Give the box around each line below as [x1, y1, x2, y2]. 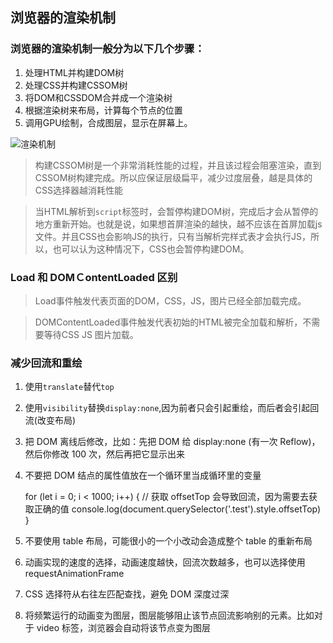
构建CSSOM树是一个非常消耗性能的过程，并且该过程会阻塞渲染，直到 [34, 159, 322, 171]
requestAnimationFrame [24, 568, 125, 580]
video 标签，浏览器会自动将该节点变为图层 [36, 622, 212, 634]
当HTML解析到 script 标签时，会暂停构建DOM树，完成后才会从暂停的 [34, 205, 319, 217]
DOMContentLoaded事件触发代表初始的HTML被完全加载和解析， [34, 316, 303, 328]
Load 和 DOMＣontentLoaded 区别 [10, 270, 178, 284]
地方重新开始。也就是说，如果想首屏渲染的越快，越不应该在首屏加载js [34, 218, 323, 230]
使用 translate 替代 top [24, 381, 115, 393]
